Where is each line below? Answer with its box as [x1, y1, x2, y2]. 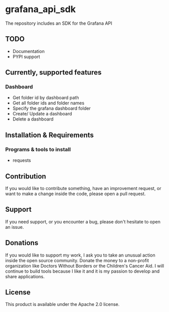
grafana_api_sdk [5, 4, 76, 15]
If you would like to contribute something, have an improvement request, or [5, 185, 161, 191]
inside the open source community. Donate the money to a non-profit [5, 257, 149, 263]
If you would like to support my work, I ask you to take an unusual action [5, 252, 155, 258]
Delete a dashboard [12, 116, 54, 122]
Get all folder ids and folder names [12, 100, 85, 106]
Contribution [5, 172, 46, 180]
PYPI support [12, 53, 40, 59]
